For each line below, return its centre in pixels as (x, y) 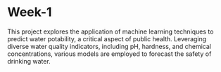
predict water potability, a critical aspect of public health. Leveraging (107, 38)
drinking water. (29, 61)
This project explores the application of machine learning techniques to (110, 31)
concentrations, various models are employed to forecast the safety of (109, 54)
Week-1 (30, 12)
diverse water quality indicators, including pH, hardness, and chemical (109, 46)
